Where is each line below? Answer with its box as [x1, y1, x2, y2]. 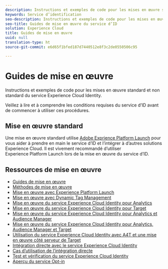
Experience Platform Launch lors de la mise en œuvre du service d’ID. [5, 151, 149, 157]
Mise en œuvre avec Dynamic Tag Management [12, 194, 111, 200]
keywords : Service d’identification [5, 12, 81, 17]
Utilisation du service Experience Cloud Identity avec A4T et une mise [12, 232, 156, 238]
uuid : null [5, 35, 28, 40]
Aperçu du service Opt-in [12, 258, 65, 264]
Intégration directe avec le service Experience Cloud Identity [12, 242, 137, 248]
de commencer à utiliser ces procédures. [5, 107, 90, 113]
